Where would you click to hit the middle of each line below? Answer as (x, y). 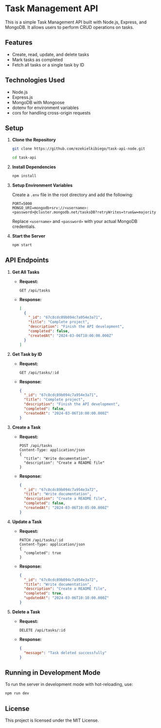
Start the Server (28, 236)
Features (19, 43)
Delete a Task (26, 612)
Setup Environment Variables (42, 185)
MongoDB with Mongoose (38, 102)
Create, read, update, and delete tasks (50, 54)
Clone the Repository (34, 140)
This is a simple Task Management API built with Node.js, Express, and (76, 22)
